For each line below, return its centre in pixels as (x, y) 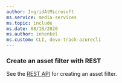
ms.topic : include (29, 23)
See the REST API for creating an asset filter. (62, 74)
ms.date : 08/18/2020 (32, 29)
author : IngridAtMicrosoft (40, 12)
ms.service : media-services (42, 17)
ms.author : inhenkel (32, 34)
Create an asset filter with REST (54, 61)
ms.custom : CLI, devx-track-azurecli (54, 40)
